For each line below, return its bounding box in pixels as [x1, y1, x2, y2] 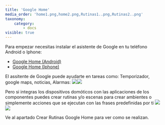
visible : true [5, 30, 35, 35]
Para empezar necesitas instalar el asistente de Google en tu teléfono [5, 44, 148, 49]
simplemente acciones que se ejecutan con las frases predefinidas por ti [5, 100, 154, 106]
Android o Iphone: [5, 49, 42, 55]
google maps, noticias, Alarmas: [5, 80, 71, 85]
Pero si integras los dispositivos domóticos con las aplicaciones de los [5, 89, 150, 94]
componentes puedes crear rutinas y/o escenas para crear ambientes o [5, 94, 152, 100]
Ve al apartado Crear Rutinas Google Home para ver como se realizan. [5, 115, 149, 120]
